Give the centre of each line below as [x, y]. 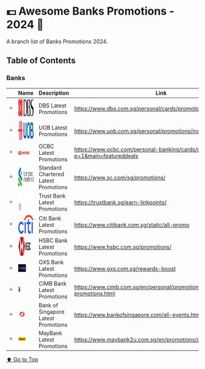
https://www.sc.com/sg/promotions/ [120, 177]
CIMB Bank [53, 284]
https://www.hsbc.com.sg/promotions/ [123, 247]
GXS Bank [51, 262]
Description [54, 93]
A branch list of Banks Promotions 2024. [57, 41]
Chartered [52, 174]
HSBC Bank [53, 240]
